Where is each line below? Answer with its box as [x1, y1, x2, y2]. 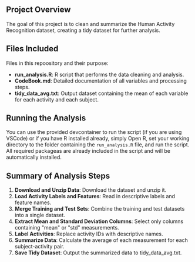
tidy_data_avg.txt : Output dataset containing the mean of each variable [14, 90, 189, 97]
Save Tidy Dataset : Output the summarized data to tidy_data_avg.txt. [14, 249, 182, 256]
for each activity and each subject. [14, 96, 99, 103]
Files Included [6, 44, 59, 54]
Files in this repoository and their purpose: [6, 59, 109, 67]
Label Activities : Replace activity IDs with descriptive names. [14, 230, 163, 238]
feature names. [14, 199, 52, 206]
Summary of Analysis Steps [6, 171, 110, 181]
